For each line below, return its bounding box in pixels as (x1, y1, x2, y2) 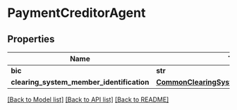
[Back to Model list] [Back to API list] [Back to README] (7, 95, 169, 104)
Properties (7, 33, 55, 45)
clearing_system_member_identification (11, 78, 150, 87)
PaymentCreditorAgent (7, 5, 146, 21)
